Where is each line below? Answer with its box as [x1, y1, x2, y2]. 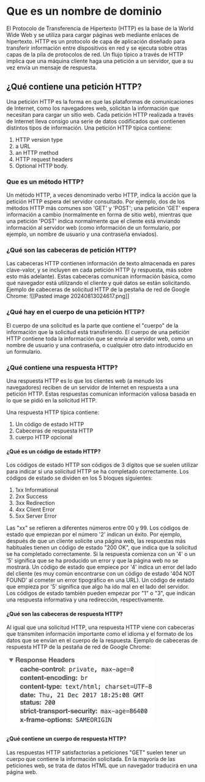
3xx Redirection [15, 499, 55, 507]
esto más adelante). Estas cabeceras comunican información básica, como [6, 273, 196, 280]
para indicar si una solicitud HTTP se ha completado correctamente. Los [6, 468, 189, 475]
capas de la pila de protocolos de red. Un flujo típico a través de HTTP [6, 50, 184, 58]
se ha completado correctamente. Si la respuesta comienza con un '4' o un [6, 550, 196, 558]
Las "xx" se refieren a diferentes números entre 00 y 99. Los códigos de [6, 524, 188, 532]
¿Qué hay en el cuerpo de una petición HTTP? [6, 308, 145, 316]
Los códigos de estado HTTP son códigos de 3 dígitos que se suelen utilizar [6, 461, 199, 469]
